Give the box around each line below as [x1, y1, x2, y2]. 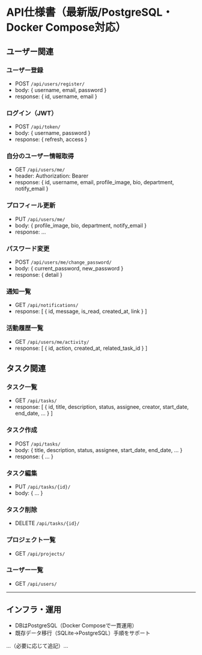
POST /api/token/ [14, 123, 61, 130]
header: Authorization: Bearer [14, 172, 89, 179]
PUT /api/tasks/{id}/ [14, 483, 71, 490]
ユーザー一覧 [6, 566, 43, 574]
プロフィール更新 [6, 201, 56, 210]
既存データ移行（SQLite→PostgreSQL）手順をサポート [14, 629, 151, 636]
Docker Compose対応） [6, 20, 126, 34]
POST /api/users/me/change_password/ [14, 258, 112, 265]
